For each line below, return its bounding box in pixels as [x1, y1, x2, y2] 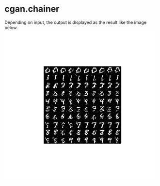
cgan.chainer [4, 3, 60, 15]
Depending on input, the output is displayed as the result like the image [4, 19, 146, 25]
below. [4, 24, 18, 30]
